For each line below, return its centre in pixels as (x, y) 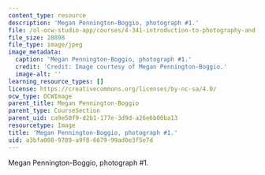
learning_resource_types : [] (56, 81)
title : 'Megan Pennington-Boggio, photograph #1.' (93, 132)
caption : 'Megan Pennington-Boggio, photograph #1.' (104, 60)
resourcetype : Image (42, 125)
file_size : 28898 (37, 37)
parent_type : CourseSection (54, 111)
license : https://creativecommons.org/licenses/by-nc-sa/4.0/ (112, 89)
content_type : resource (47, 15)
